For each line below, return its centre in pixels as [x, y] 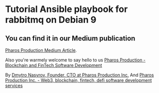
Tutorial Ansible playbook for [67, 9]
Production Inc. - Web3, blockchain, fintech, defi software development [79, 80]
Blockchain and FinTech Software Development [54, 65]
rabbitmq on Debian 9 [51, 20]
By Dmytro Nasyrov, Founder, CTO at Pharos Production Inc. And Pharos [79, 75]
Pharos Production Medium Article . [41, 50]
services [14, 85]
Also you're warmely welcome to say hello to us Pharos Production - [76, 60]
